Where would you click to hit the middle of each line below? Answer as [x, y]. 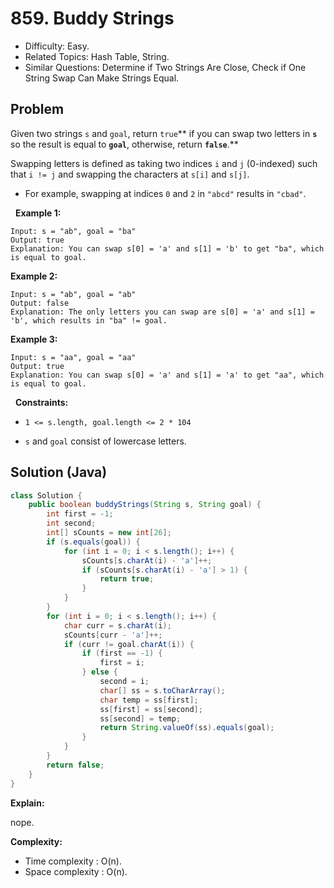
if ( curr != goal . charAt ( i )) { [129, 644]
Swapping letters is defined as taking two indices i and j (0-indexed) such [164, 163]
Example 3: [34, 339]
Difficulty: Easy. [57, 46]
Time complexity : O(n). [73, 861]
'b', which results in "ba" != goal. [89, 320]
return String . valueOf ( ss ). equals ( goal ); [187, 728]
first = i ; [122, 663]
